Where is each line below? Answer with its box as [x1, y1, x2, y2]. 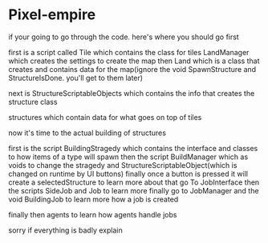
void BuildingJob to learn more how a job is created [8, 194, 179, 204]
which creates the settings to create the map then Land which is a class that [8, 56, 260, 66]
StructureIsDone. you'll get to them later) [8, 73, 143, 82]
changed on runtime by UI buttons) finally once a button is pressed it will [8, 169, 249, 178]
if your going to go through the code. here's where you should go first [8, 32, 239, 42]
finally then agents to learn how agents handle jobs [8, 209, 177, 219]
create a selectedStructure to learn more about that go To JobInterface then [8, 177, 260, 187]
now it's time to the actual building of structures [8, 128, 167, 137]
